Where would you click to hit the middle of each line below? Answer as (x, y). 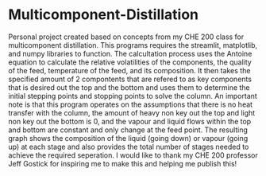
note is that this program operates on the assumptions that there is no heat (130, 104)
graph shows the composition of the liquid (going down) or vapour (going (128, 138)
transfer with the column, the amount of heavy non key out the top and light (132, 112)
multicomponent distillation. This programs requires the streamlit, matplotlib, (133, 45)
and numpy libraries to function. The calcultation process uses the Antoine (130, 53)
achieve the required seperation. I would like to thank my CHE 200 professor (133, 155)
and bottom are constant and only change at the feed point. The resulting (128, 130)
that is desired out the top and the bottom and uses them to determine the (129, 87)
